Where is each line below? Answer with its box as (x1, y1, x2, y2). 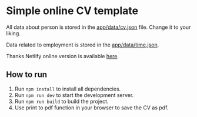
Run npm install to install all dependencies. (14, 85, 121, 92)
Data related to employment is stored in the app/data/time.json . (6, 41, 159, 48)
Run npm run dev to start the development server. (14, 91, 134, 98)
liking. (6, 29, 21, 36)
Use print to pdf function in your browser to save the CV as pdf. (14, 104, 169, 111)
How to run (6, 69, 48, 80)
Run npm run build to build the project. (14, 98, 109, 105)
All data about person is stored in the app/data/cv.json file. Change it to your (6, 24, 191, 31)
